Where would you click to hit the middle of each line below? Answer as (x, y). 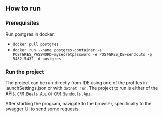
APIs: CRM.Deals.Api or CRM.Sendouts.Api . (48, 93)
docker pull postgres (35, 44)
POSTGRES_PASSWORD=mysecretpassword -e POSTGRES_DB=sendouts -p (82, 54)
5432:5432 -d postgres (37, 59)
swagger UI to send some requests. (43, 109)
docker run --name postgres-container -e (57, 50)
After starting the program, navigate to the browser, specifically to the (78, 103)
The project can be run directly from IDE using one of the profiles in (76, 83)
